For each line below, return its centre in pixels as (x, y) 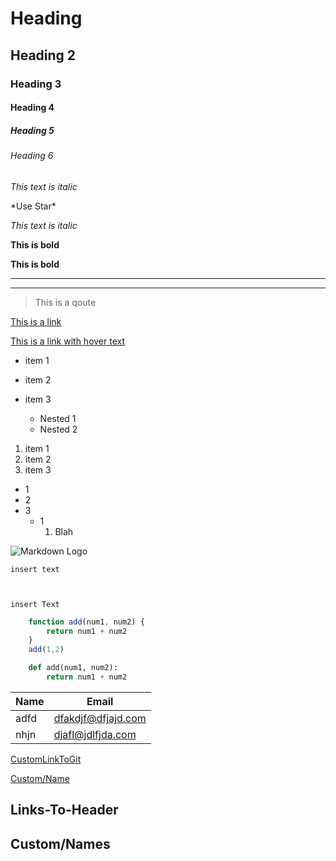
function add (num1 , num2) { (86, 622)
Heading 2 (43, 55)
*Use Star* (33, 206)
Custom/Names (60, 843)
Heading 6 (32, 156)
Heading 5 (32, 130)
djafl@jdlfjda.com (95, 734)
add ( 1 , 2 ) (46, 650)
